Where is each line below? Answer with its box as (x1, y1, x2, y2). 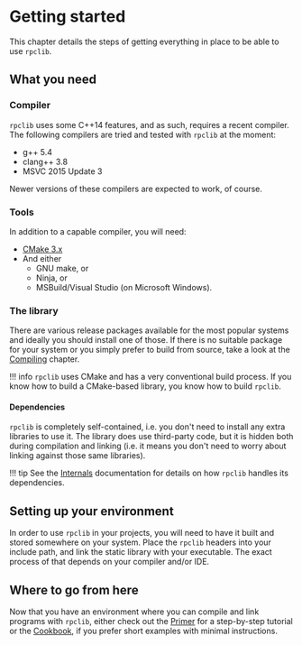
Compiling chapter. (9, 354, 80, 364)
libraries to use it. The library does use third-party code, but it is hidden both (9, 431, 294, 442)
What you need (9, 72, 97, 88)
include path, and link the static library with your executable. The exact (9, 547, 272, 557)
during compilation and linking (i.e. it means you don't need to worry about (9, 440, 287, 452)
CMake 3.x (22, 244, 63, 254)
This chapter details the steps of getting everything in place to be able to (9, 36, 279, 47)
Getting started (9, 6, 126, 27)
